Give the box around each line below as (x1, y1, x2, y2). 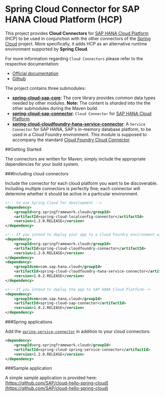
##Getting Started (5, 146, 42, 152)
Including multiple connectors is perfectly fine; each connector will (5, 185, 140, 191)
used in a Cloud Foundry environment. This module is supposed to (12, 131, 147, 137)
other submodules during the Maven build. (12, 105, 98, 111)
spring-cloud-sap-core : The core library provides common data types (12, 95, 156, 101)
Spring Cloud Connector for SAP (5, 3, 140, 15)
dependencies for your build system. (5, 161, 80, 167)
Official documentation (12, 70, 59, 76)
